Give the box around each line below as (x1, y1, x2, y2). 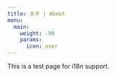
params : (20, 36, 42, 43)
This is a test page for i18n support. (7, 62, 110, 70)
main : (13, 23, 30, 30)
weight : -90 (20, 29, 55, 37)
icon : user (25, 43, 58, 50)
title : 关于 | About (7, 10, 65, 17)
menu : (7, 17, 23, 24)
